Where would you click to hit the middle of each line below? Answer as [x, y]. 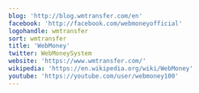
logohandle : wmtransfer [49, 31]
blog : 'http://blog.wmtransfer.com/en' [76, 16]
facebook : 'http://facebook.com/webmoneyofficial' [95, 23]
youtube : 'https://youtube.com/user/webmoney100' [94, 76]
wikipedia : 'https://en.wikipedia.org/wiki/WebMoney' [101, 69]
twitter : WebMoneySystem [50, 53]
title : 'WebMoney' [39, 46]
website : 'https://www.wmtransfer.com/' [78, 61]
